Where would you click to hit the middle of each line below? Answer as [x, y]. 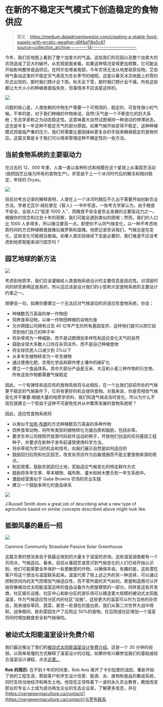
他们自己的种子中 [38, 332]
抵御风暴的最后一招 [34, 525]
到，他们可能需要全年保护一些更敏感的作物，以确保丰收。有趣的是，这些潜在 [81, 569]
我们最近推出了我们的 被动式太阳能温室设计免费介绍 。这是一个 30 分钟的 [77, 647]
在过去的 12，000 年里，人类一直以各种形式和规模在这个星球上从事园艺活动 [81, 167]
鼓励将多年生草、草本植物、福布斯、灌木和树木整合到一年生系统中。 [80, 473]
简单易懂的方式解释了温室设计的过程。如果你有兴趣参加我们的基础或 [86, 653]
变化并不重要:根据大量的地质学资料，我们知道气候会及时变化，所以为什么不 [80, 397]
